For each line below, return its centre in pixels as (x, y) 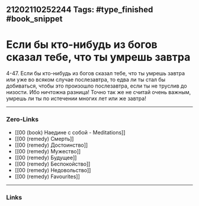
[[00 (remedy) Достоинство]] (51, 145)
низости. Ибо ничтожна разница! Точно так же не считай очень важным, (99, 92)
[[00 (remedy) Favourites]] (47, 176)
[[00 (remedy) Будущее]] (46, 157)
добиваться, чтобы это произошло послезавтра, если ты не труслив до (97, 86)
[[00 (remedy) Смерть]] (44, 139)
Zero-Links (23, 120)
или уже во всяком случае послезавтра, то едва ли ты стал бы (86, 80)
